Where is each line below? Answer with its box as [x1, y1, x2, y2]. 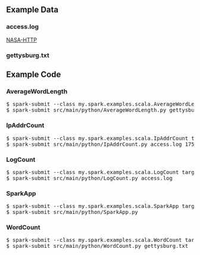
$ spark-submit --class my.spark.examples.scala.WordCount [6, 237, 183, 244]
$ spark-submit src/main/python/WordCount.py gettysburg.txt [6, 242, 189, 250]
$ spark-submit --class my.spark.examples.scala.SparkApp [6, 203, 179, 210]
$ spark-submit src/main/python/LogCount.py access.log [6, 175, 173, 181]
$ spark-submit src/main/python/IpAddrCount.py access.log [6, 141, 183, 148]
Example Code [6, 70, 61, 79]
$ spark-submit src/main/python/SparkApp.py [6, 209, 139, 216]
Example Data [6, 5, 59, 15]
